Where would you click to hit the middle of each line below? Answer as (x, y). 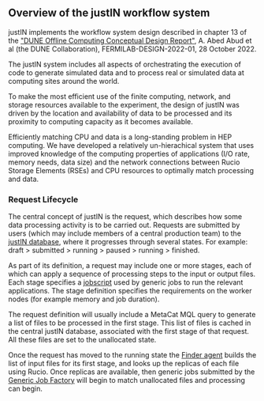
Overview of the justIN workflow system (109, 13)
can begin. (26, 389)
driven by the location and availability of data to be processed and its (120, 113)
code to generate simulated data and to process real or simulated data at (126, 72)
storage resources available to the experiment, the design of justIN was (124, 104)
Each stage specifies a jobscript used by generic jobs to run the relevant (126, 282)
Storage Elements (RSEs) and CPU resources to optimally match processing (131, 170)
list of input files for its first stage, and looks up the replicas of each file (124, 364)
